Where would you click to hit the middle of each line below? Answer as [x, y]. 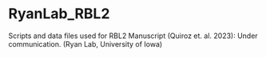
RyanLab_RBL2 [59, 14]
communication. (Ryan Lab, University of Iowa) [85, 44]
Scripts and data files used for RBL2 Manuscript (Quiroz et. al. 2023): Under [133, 36]
